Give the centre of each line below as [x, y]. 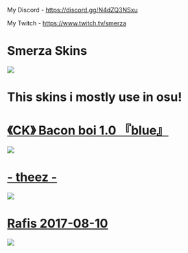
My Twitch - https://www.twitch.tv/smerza [67, 23]
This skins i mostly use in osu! [95, 97]
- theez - [32, 177]
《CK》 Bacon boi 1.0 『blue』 [88, 131]
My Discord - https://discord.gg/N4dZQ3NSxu [73, 10]
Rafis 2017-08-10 [58, 224]
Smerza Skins [47, 51]
